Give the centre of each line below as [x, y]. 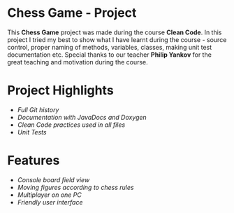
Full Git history [38, 109]
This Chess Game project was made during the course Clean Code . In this [115, 32]
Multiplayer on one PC [49, 195]
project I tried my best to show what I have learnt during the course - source [117, 39]
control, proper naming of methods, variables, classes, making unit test [110, 47]
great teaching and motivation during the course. [78, 62]
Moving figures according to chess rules [75, 187]
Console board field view [53, 179]
